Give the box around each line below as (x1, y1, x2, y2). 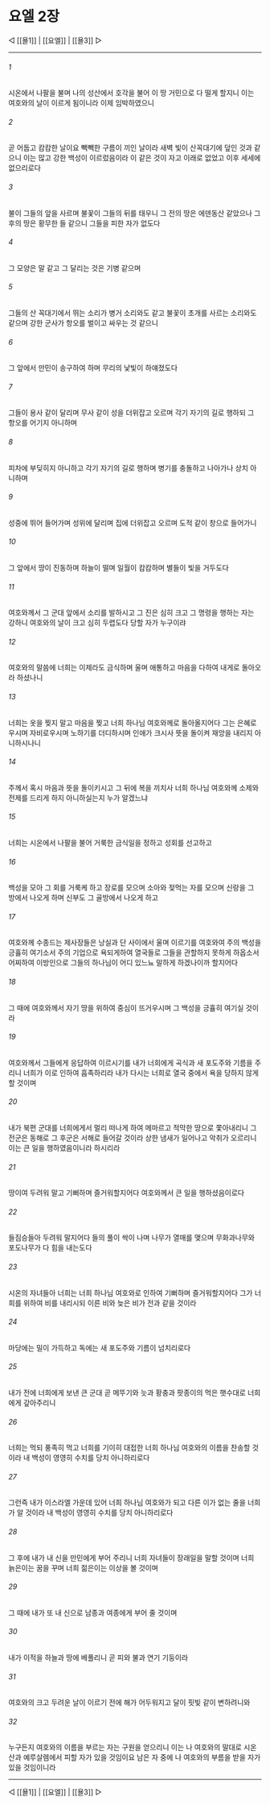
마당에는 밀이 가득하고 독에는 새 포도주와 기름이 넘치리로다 (8, 1342, 191, 1352)
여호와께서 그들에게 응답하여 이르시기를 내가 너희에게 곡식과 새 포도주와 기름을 (8, 1057, 253, 1068)
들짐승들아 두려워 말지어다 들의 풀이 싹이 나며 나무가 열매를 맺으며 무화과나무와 (8, 1233, 256, 1243)
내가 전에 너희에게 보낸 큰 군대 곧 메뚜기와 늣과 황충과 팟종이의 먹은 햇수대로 (8, 1388, 247, 1398)
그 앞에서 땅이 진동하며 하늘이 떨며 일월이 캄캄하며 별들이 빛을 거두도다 (8, 562, 229, 572)
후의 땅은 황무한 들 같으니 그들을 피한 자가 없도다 (8, 218, 161, 228)
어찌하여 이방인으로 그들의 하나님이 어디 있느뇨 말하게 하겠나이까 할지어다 (8, 958, 239, 968)
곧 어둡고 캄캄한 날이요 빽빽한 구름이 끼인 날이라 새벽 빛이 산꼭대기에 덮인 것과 (8, 143, 253, 153)
